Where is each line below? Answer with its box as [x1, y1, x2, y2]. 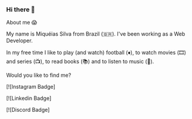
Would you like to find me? [6, 71, 72, 79]
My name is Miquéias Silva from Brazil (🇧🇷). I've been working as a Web [6, 30, 185, 37]
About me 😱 [6, 19, 38, 26]
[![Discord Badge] [6, 107, 50, 114]
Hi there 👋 [6, 5, 36, 14]
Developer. [6, 37, 33, 44]
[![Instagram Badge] [6, 83, 55, 90]
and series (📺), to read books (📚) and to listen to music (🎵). [6, 58, 154, 65]
